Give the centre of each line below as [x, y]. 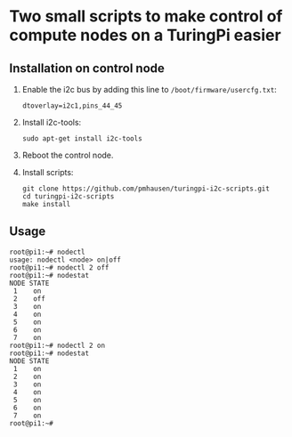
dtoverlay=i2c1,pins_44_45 [72, 106]
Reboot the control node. [68, 155]
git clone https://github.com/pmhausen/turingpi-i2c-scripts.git [146, 189]
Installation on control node [87, 68]
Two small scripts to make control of [146, 16]
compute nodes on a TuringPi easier [146, 35]
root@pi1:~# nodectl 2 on [57, 345]
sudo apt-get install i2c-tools [82, 139]
